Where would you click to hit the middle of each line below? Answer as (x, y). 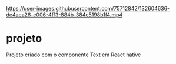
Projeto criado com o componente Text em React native (74, 55)
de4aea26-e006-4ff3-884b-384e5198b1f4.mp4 (64, 15)
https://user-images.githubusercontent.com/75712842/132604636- (88, 9)
